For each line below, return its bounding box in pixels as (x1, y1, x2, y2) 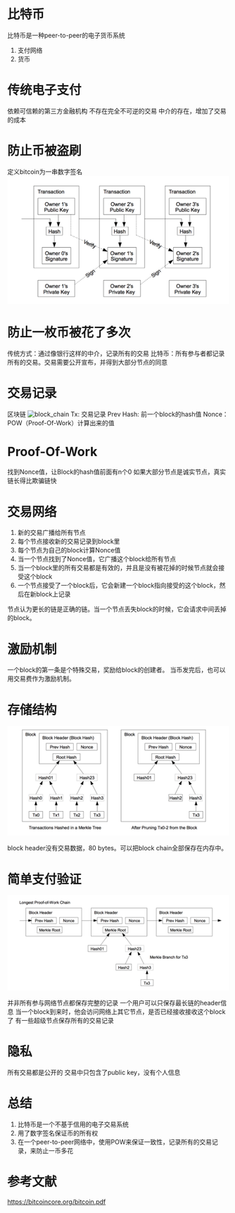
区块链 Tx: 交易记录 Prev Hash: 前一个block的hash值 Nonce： (7, 410, 229, 418)
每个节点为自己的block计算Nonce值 (17, 546, 121, 555)
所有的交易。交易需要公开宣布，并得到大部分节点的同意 (7, 358, 167, 366)
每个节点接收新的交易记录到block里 (17, 537, 120, 546)
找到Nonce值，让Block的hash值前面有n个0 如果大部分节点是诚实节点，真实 (7, 467, 227, 476)
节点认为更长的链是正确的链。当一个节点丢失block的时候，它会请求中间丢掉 (7, 605, 227, 613)
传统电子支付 (7, 82, 82, 99)
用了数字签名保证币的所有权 (17, 1129, 99, 1137)
